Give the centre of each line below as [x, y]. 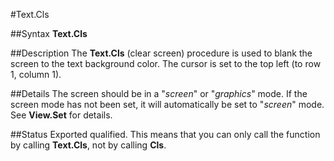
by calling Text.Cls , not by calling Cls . [88, 145]
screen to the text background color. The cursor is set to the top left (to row [166, 63]
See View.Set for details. [61, 115]
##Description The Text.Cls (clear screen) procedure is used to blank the [161, 53]
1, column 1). [36, 74]
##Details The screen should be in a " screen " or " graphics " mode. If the [159, 93]
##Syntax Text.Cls [49, 33]
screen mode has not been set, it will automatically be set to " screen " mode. [167, 104]
